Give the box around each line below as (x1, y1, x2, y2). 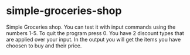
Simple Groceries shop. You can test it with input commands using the (6, 23, 176, 30)
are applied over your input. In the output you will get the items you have (6, 36, 181, 43)
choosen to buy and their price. (6, 42, 82, 49)
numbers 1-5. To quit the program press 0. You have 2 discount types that (6, 29, 185, 36)
